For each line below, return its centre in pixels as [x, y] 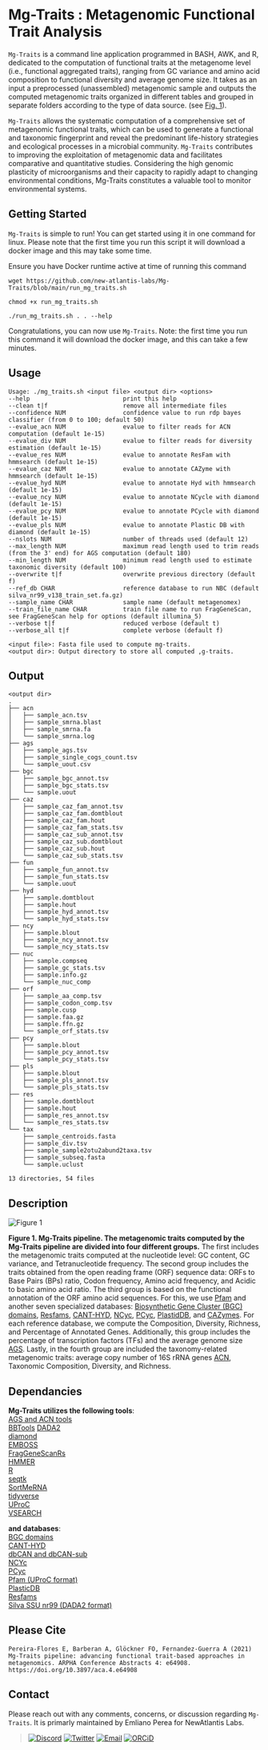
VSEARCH [25, 1513]
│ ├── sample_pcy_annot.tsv [59, 1053]
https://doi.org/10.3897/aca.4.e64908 [73, 1670]
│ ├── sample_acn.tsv [48, 716]
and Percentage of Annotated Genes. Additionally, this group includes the [130, 1332]
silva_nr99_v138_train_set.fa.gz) [66, 595]
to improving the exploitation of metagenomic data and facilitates [115, 155]
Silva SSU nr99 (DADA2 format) [60, 1605]
